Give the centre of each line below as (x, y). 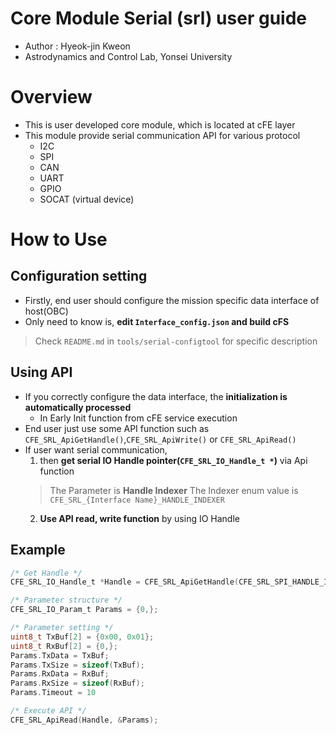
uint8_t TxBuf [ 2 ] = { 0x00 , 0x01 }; (82, 637)
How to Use (59, 239)
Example (38, 550)
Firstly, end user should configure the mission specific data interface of (172, 300)
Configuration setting (79, 276)
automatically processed (78, 407)
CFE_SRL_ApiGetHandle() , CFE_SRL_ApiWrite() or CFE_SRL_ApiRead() (160, 439)
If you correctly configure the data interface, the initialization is (156, 396)
